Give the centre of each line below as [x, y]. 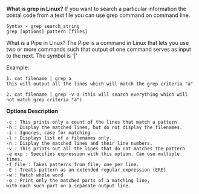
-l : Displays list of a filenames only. [59, 138]
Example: [18, 67]
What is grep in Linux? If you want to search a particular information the [96, 9]
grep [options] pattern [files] [47, 32]
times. [15, 159]
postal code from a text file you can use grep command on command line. [98, 15]
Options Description [32, 111]
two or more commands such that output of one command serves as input [99, 49]
